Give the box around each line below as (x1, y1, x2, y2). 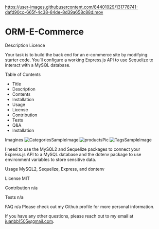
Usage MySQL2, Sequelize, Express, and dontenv (5, 166, 105, 172)
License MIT (5, 175, 30, 181)
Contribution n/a (5, 185, 38, 191)
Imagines (5, 137, 23, 142)
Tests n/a (5, 194, 24, 200)
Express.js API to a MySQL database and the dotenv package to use (5, 151, 141, 157)
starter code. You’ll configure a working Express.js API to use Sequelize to (5, 57, 154, 63)
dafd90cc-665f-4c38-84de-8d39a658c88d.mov (5, 9, 104, 15)
